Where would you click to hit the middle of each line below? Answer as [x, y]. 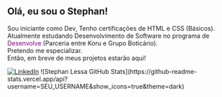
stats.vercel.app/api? [38, 79]
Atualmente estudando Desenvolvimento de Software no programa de [108, 36]
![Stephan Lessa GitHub [75, 71]
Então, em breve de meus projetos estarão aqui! [77, 58]
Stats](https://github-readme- [154, 71]
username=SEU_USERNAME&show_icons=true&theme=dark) [96, 86]
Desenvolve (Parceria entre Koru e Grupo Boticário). [83, 43]
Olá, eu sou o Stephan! [58, 12]
